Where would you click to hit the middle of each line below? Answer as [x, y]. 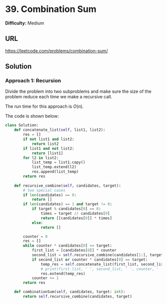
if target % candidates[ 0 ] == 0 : [66, 209]
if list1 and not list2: [49, 148]
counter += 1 [45, 278]
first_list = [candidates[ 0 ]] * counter [74, 251]
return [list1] [47, 153]
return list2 [45, 144]
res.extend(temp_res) [63, 274]
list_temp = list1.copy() [58, 162]
